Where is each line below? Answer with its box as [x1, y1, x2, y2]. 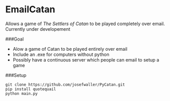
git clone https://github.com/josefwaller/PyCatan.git [5, 82, 125, 87]
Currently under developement [5, 26, 70, 32]
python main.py [5, 91, 38, 96]
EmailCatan [5, 4, 55, 15]
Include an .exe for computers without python [12, 51, 109, 57]
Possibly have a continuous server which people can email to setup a [12, 56, 159, 63]
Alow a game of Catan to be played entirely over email [12, 46, 127, 52]
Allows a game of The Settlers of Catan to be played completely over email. [5, 21, 165, 27]
